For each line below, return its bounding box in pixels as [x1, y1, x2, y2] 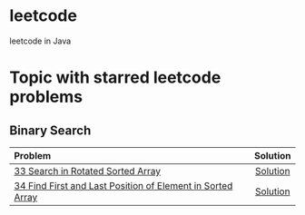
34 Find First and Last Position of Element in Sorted [14, 179, 233, 191]
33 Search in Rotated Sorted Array [14, 164, 162, 177]
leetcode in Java [9, 35, 72, 46]
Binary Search [9, 122, 92, 138]
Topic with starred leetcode [9, 67, 221, 88]
